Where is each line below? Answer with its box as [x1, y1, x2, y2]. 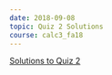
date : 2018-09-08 [9, 13, 76, 23]
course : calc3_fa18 [9, 30, 84, 39]
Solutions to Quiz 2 [9, 56, 81, 67]
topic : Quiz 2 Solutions [9, 22, 104, 31]
